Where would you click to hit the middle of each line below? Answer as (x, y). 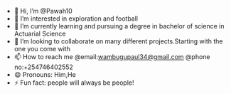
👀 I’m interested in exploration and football (76, 19)
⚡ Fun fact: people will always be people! (74, 83)
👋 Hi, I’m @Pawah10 (43, 11)
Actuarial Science (40, 33)
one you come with (42, 49)
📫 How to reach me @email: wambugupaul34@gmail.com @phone (112, 57)
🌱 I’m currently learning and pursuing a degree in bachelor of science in (119, 26)
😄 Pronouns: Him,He (45, 74)
